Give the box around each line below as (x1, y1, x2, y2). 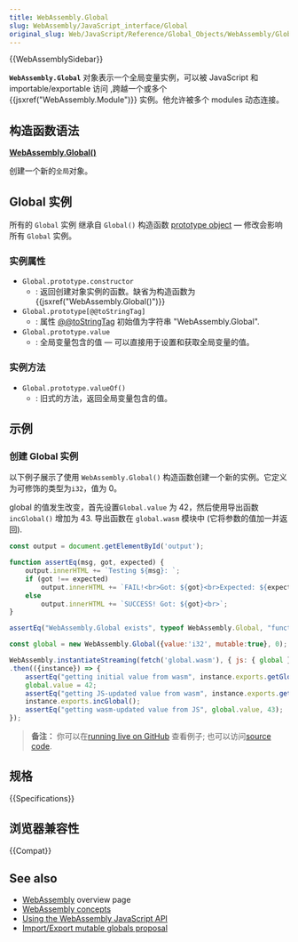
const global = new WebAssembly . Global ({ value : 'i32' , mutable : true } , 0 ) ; (9, 640, 288, 649)
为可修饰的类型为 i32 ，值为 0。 (9, 483, 122, 494)
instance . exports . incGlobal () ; (25, 697, 141, 706)
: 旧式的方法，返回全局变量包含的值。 (35, 392, 173, 403)
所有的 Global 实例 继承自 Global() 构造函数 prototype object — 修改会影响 (9, 220, 284, 229)
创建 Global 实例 (9, 450, 79, 463)
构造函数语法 (9, 123, 80, 138)
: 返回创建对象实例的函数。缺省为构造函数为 (35, 286, 196, 297)
